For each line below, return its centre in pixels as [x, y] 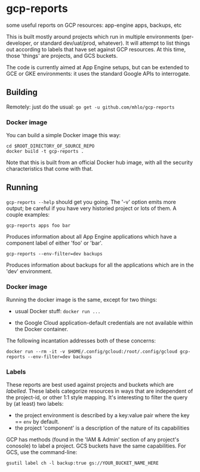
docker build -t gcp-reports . [45, 152]
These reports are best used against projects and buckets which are [90, 385]
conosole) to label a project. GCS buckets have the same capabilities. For [96, 446]
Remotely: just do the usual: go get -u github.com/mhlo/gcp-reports [90, 107]
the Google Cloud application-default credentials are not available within [104, 323]
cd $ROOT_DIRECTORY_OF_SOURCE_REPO [50, 146]
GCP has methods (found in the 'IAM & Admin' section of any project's [93, 440]
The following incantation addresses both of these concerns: [81, 341]
